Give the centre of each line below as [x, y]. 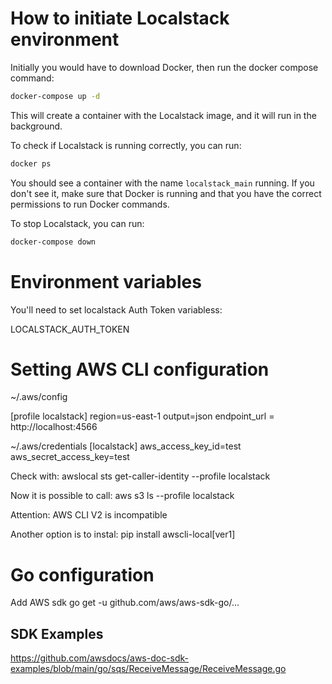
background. [36, 126]
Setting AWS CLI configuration [140, 369]
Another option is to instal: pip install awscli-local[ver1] [123, 534]
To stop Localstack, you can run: [77, 223]
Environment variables [106, 281]
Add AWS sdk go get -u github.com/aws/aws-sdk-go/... [125, 603]
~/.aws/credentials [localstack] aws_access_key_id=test [126, 446]
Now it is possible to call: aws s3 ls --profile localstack [122, 496]
